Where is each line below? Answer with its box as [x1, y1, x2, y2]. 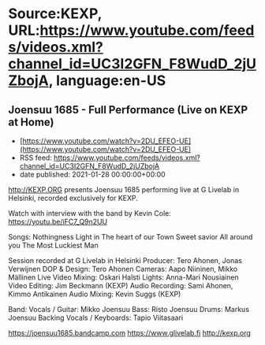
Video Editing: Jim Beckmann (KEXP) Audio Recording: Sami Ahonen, [8, 281, 233, 290]
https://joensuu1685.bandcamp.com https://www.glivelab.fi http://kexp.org [8, 328, 251, 337]
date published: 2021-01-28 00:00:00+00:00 [19, 170, 166, 179]
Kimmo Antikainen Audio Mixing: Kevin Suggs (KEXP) [8, 289, 181, 299]
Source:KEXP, [8, 5, 103, 23]
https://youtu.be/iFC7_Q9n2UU [8, 217, 108, 226]
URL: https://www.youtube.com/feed [8, 21, 255, 39]
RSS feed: [19, 153, 53, 162]
